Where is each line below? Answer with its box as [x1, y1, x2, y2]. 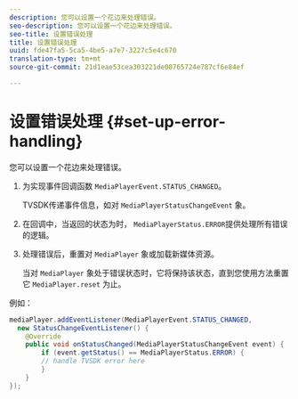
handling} [9, 131, 84, 151]
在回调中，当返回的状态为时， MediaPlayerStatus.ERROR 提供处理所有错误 [21, 218, 288, 229]
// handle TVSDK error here [41, 357, 145, 366]
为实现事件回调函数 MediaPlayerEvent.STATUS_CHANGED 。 [21, 180, 227, 191]
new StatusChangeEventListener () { [17, 323, 149, 332]
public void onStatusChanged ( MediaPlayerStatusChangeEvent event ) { [25, 340, 285, 349]
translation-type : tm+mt [9, 54, 101, 63]
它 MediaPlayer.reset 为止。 [21, 278, 126, 289]
